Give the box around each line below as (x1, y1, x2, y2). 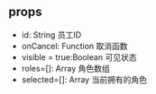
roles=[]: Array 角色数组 (21, 63, 110, 73)
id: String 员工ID (21, 29, 82, 40)
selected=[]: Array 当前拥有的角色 (21, 73, 148, 85)
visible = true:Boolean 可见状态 (21, 51, 137, 63)
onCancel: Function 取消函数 (21, 40, 128, 51)
